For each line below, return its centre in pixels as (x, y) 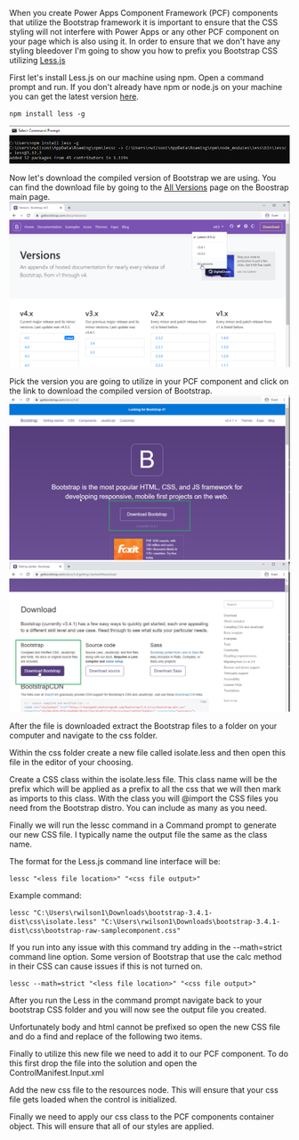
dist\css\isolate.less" (53, 921)
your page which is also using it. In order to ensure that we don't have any (145, 41)
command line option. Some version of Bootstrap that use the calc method (145, 956)
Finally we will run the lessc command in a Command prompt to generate (143, 825)
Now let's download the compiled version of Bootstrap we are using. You (143, 178)
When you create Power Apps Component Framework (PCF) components (144, 13)
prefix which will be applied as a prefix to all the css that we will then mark (145, 789)
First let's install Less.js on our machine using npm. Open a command (137, 78)
